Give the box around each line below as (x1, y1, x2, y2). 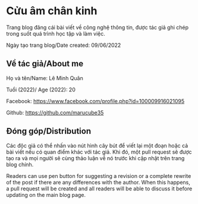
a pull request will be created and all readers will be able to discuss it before (6, 185, 193, 192)
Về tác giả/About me (6, 59, 84, 69)
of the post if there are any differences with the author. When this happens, (6, 179, 190, 186)
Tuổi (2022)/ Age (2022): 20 (6, 86, 76, 93)
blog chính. (6, 161, 34, 168)
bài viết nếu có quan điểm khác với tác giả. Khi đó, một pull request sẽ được (6, 148, 192, 155)
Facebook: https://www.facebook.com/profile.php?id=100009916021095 (6, 97, 185, 104)
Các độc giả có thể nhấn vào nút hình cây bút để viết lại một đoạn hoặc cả (6, 142, 188, 149)
